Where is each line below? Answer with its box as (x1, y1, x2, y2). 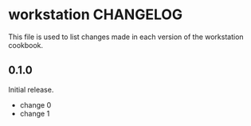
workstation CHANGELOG (8, 6, 183, 24)
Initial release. (8, 85, 54, 94)
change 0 (19, 100, 52, 109)
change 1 (19, 108, 50, 118)
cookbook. (8, 40, 44, 49)
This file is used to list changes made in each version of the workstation (8, 32, 245, 41)
